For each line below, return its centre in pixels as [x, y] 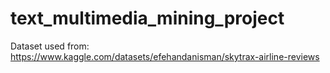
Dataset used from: [50, 46]
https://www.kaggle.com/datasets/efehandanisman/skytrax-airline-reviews [165, 56]
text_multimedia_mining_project [147, 18]
